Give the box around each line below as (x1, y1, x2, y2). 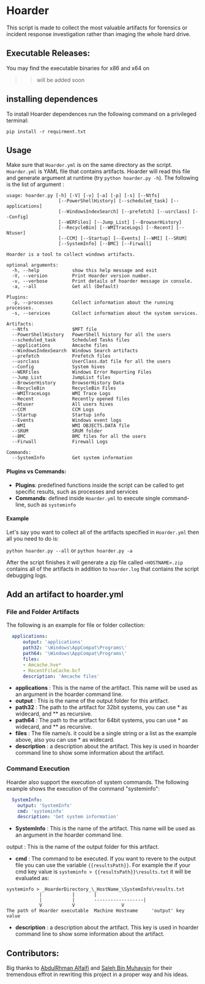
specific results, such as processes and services (15, 487, 139, 495)
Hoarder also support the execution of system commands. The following (6, 778, 189, 786)
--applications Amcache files (12, 342, 108, 349)
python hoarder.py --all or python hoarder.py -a (6, 547, 133, 554)
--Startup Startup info (12, 412, 105, 418)
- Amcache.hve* (22, 662, 62, 668)
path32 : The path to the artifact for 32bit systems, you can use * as (15, 704, 188, 711)
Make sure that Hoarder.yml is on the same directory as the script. (6, 161, 173, 169)
